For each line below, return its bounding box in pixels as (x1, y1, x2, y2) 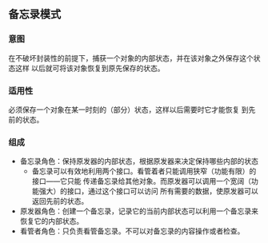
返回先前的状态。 (31, 197, 89, 206)
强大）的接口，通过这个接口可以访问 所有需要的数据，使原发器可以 (38, 186, 258, 196)
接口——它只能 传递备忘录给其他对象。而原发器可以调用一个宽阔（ (31, 177, 252, 186)
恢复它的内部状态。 (19, 217, 84, 226)
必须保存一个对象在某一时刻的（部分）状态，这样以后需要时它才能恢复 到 (8, 105, 249, 114)
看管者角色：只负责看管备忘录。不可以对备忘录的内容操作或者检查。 (19, 226, 245, 236)
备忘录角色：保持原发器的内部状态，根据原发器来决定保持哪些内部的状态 (19, 157, 258, 166)
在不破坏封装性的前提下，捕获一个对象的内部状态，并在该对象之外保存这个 (8, 53, 254, 62)
